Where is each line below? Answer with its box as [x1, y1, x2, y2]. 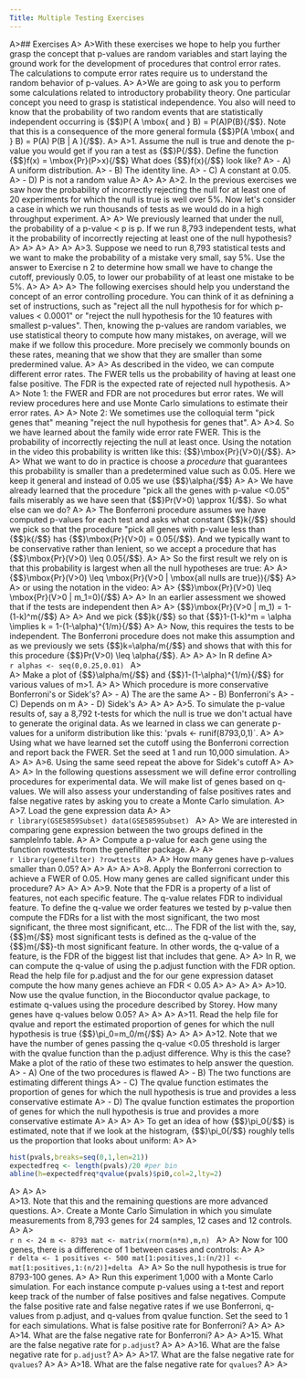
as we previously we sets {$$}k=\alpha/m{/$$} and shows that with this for [9, 640, 292, 651]
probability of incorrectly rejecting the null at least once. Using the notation [9, 436, 292, 447]
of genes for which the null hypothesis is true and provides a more [9, 1106, 259, 1117]
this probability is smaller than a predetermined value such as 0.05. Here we [9, 465, 296, 476]
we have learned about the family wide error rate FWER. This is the [9, 426, 261, 437]
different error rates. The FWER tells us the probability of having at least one [9, 368, 297, 379]
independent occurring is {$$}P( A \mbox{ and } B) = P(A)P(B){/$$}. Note [9, 116, 286, 127]
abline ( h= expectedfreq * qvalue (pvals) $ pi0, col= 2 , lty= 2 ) [9, 1170, 223, 1179]
